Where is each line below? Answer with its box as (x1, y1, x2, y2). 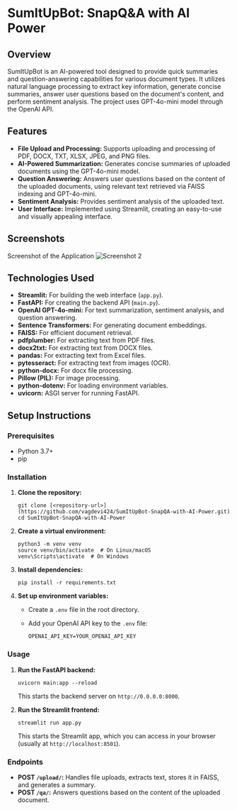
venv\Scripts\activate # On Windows (17, 553, 129, 560)
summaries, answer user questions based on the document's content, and (7, 90, 224, 98)
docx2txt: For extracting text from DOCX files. (17, 344, 154, 352)
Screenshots (7, 233, 65, 245)
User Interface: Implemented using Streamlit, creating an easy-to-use (17, 204, 222, 213)
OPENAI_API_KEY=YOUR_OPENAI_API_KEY (28, 633, 137, 640)
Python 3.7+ (17, 447, 54, 456)
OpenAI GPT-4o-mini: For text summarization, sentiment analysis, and (17, 306, 224, 314)
